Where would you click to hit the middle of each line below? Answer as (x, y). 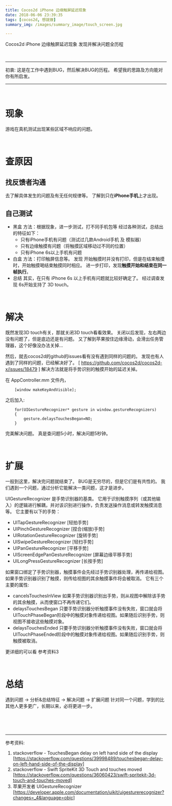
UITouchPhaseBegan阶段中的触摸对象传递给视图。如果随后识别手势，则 (89, 615)
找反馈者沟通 (26, 182)
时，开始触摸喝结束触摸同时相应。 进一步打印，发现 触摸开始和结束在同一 (90, 265)
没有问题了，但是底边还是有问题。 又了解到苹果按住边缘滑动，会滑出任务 (82, 339)
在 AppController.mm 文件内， (37, 380)
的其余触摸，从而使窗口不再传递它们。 (53, 602)
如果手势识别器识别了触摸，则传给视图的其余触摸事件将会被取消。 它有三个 (84, 578)
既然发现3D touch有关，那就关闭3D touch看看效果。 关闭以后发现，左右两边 (86, 332)
